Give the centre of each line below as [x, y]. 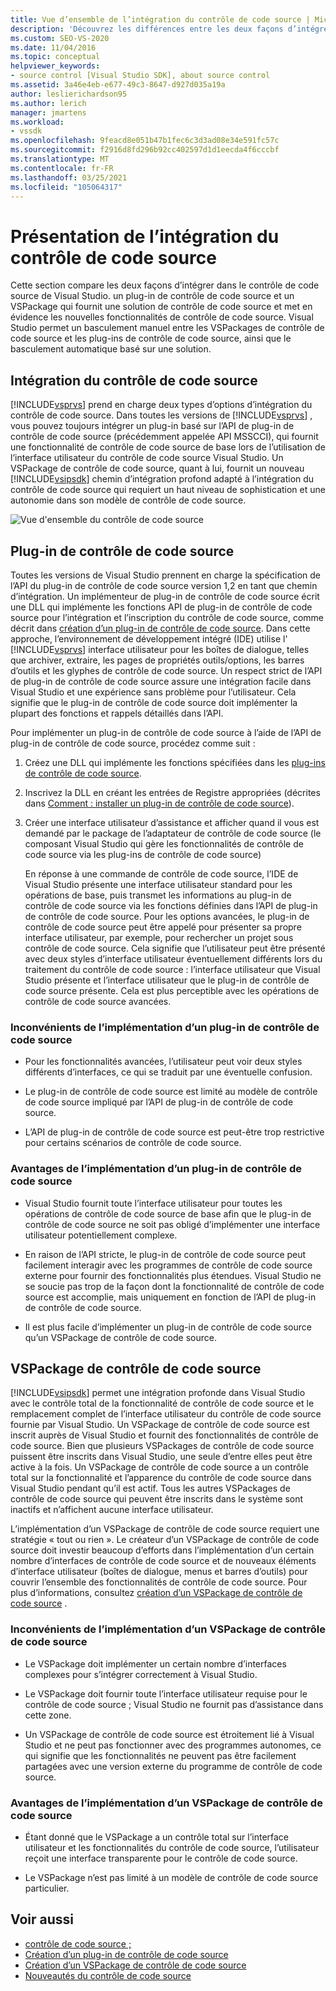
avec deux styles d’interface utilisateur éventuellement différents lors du [173, 958]
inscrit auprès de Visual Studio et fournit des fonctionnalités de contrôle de [164, 1435]
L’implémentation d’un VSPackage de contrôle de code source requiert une [165, 1529]
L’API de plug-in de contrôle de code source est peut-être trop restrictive [174, 1132]
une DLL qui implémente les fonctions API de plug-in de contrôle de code [161, 607]
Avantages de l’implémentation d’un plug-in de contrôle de [156, 1169]
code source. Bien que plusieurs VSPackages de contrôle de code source [162, 1446]
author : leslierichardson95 [69, 94]
